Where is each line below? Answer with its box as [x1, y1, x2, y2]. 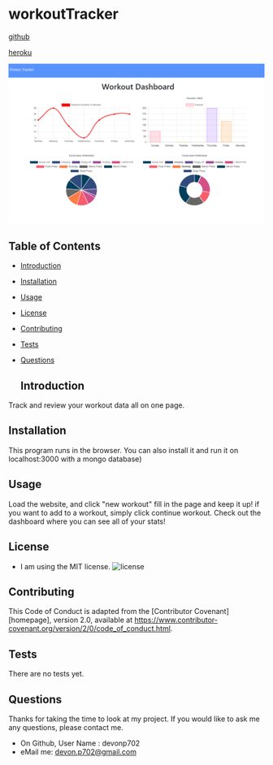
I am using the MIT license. [19, 561, 111, 571]
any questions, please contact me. [8, 722, 123, 732]
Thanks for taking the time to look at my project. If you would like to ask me [8, 714, 260, 724]
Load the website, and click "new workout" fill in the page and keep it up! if [8, 499, 260, 508]
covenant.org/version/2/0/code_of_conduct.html [8, 624, 171, 633]
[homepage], [8, 615, 52, 625]
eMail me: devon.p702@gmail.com [19, 746, 136, 756]
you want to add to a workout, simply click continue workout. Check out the [8, 508, 262, 517]
